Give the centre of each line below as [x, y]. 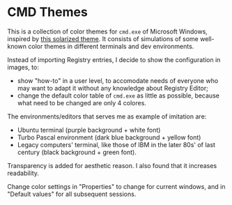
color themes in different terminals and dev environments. [111, 46]
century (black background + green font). [77, 152]
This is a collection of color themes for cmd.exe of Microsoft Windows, [107, 31]
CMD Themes [48, 12]
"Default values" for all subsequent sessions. [72, 194]
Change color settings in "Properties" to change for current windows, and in [116, 186]
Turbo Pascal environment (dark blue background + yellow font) [109, 137]
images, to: [23, 67]
